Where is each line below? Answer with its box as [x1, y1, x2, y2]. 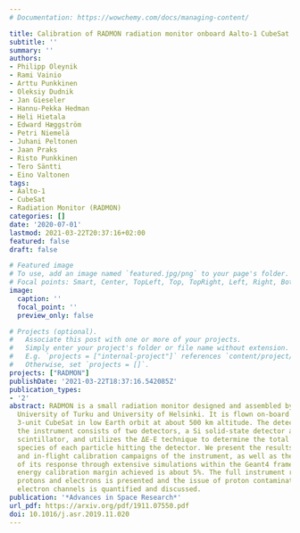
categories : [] [9, 212, 66, 221]
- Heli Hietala [9, 112, 66, 121]
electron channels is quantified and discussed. [17, 485, 202, 494]
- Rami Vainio [9, 71, 62, 80]
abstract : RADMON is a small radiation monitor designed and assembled [9, 402, 281, 411]
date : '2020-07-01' [9, 220, 82, 229]
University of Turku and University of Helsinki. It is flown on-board [17, 410, 290, 420]
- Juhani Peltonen [9, 137, 78, 146]
